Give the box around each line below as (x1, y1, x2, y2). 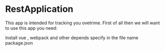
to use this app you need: (5, 25, 57, 31)
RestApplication (5, 3, 73, 15)
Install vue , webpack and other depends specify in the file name (5, 35, 138, 41)
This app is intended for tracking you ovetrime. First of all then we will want (5, 20, 160, 26)
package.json (5, 40, 33, 46)
